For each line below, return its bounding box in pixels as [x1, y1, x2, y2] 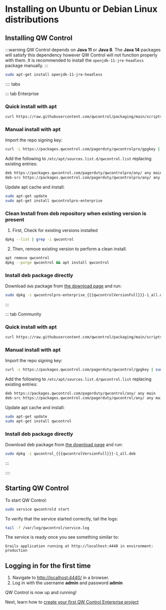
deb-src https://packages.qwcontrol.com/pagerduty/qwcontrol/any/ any [5, 396, 154, 401]
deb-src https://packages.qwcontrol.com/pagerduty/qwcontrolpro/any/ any [5, 175, 161, 180]
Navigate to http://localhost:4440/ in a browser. [12, 575, 110, 581]
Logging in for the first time [5, 562, 91, 570]
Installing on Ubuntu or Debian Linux [5, 3, 158, 15]
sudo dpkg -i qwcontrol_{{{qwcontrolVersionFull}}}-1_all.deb [5, 451, 136, 456]
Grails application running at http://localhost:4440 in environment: [5, 544, 154, 549]
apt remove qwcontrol [5, 255, 50, 260]
